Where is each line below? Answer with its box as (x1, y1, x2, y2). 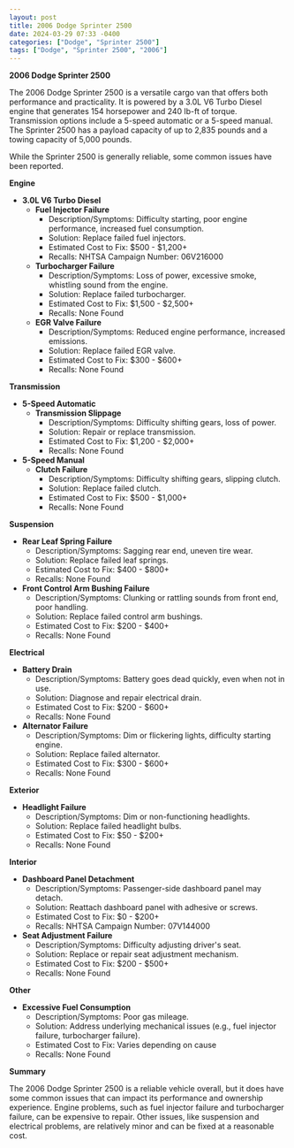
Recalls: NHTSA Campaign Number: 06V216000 (48, 251, 223, 262)
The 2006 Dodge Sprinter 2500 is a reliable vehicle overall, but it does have (9, 1083, 284, 1094)
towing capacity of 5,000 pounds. (9, 134, 132, 145)
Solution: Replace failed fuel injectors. (48, 233, 186, 243)
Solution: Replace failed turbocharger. (48, 289, 186, 300)
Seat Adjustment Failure (21, 930, 113, 941)
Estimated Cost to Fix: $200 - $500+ (34, 959, 170, 969)
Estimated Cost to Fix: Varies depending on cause (34, 1040, 217, 1051)
